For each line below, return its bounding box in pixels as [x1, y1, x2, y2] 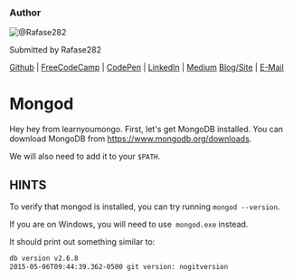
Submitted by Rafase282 [9, 44, 102, 55]
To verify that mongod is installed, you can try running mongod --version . [9, 201, 280, 212]
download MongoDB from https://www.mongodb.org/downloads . [9, 133, 252, 144]
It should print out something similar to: [9, 237, 156, 247]
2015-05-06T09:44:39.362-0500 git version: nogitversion [9, 262, 229, 271]
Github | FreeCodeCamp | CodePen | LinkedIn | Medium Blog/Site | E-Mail [9, 62, 285, 73]
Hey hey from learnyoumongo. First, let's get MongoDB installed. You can [9, 124, 283, 135]
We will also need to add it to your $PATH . [9, 151, 161, 162]
